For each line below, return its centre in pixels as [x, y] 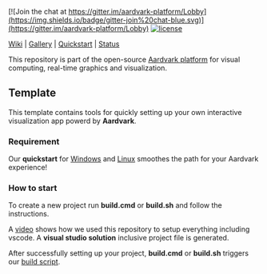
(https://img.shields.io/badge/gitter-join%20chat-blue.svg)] [106, 20]
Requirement [34, 141]
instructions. [29, 214]
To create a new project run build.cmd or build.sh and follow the [115, 205]
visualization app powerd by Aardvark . [72, 121]
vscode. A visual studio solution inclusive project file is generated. [119, 238]
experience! [28, 168]
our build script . [34, 262]
